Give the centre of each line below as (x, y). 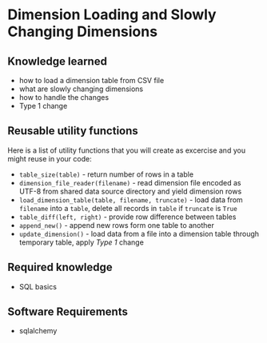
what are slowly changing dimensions (81, 89)
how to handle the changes (64, 97)
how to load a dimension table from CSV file (92, 80)
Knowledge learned (57, 61)
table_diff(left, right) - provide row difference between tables (128, 217)
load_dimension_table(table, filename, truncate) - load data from (131, 199)
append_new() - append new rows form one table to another (117, 225)
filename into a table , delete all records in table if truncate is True (128, 208)
